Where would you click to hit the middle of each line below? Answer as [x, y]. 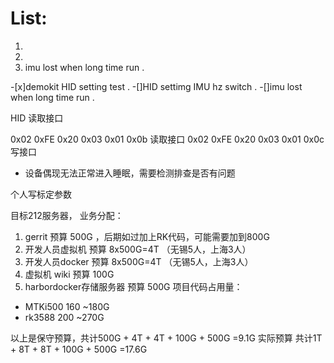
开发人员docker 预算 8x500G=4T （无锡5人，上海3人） [139, 261]
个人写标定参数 [41, 194]
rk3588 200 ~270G [64, 317]
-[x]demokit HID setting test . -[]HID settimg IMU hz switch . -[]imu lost [156, 86]
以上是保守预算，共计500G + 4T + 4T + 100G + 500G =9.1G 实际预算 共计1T [166, 338]
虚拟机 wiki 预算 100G [69, 274]
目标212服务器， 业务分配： [67, 215]
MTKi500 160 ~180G [67, 306]
